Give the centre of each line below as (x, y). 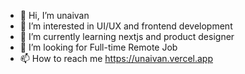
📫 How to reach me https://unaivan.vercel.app (116, 58)
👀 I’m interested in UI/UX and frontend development (126, 26)
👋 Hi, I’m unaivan (54, 15)
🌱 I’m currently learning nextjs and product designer (127, 36)
